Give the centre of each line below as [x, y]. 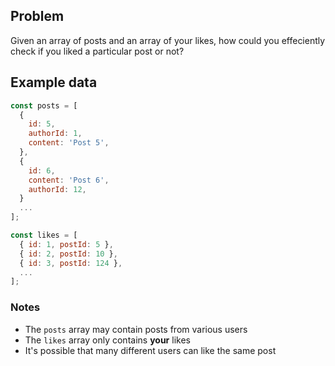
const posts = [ [44, 105]
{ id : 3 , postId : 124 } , [71, 263]
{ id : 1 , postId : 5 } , [66, 244]
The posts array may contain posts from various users [136, 329]
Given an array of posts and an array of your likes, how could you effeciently [168, 40]
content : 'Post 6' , [69, 180]
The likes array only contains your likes [107, 340]
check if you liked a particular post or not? [97, 51]
